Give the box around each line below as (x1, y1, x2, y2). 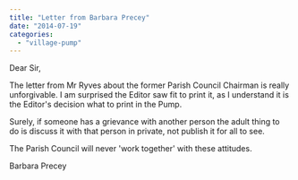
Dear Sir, (9, 63, 42, 73)
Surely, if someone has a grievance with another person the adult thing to (9, 116, 280, 127)
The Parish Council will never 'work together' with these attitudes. (9, 143, 252, 154)
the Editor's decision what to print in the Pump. (9, 99, 183, 110)
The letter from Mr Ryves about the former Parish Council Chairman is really (9, 80, 290, 90)
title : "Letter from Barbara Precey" (9, 13, 150, 22)
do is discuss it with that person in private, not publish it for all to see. (9, 126, 266, 137)
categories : (9, 30, 54, 39)
